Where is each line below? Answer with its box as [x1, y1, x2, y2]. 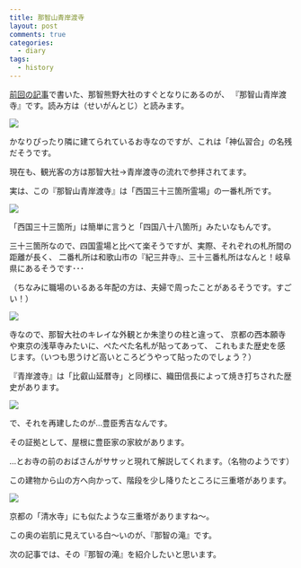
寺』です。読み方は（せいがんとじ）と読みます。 [9, 100, 190, 110]
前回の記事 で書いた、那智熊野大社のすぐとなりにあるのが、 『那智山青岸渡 [9, 89, 288, 100]
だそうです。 [9, 147, 57, 158]
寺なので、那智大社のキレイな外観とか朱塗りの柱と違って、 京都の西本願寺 [9, 328, 286, 339]
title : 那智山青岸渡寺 [9, 13, 85, 22]
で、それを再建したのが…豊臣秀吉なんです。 [9, 417, 173, 428]
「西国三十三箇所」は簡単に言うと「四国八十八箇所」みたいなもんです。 [9, 221, 276, 232]
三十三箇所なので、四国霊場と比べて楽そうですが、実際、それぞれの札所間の [9, 240, 292, 251]
